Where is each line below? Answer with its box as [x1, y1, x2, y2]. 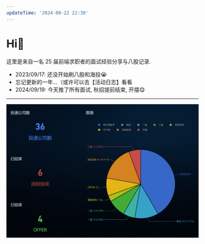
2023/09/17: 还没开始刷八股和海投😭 [15, 71, 107, 78]
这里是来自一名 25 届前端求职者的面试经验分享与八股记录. [6, 58, 151, 65]
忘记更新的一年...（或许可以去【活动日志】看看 [15, 78, 132, 85]
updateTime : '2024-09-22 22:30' [6, 10, 88, 16]
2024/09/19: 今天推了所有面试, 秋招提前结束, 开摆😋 [15, 86, 145, 93]
